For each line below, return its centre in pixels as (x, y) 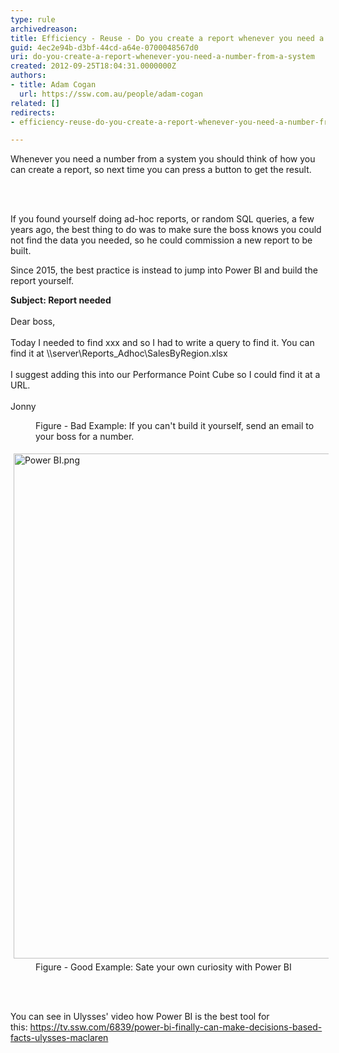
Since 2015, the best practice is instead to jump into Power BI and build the (164, 270)
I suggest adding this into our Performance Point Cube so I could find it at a (165, 375)
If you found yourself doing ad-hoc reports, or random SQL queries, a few (162, 219)
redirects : (33, 112)
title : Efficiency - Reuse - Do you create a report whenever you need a (167, 38)
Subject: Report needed (61, 300)
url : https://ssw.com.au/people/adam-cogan (111, 94)
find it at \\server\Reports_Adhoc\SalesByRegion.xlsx (119, 353)
